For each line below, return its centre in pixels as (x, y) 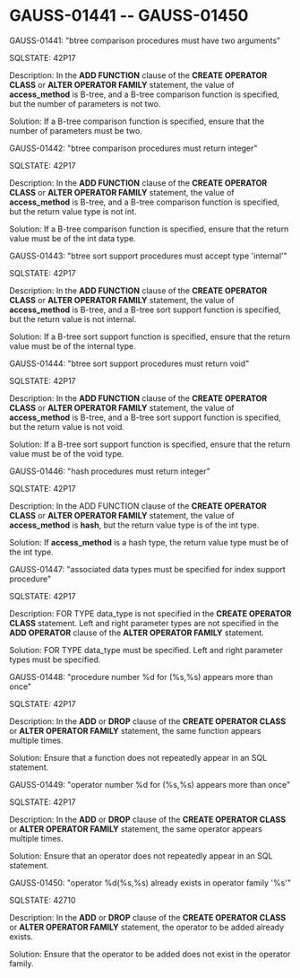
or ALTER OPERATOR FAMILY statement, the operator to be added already (147, 927)
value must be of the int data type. (73, 238)
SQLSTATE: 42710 (43, 900)
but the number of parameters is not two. (85, 103)
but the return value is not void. (67, 426)
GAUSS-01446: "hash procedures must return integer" (110, 471)
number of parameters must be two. (76, 130)
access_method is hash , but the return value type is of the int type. (134, 525)
